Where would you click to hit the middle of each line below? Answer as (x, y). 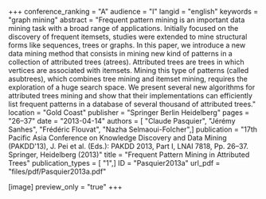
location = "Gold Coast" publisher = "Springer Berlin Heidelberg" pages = (129, 113)
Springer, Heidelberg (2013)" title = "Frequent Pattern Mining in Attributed (129, 155)
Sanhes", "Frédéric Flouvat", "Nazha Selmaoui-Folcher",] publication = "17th (133, 129)
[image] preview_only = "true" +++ (65, 187)
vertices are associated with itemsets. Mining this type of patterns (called (129, 70)
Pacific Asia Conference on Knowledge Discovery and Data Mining (117, 138)
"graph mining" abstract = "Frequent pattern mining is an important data (127, 20)
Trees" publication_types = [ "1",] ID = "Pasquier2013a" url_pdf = (114, 163)
